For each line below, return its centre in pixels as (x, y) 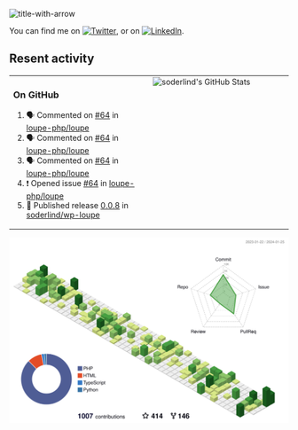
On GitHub (36, 95)
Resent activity (52, 59)
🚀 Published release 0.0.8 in (77, 205)
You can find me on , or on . (97, 31)
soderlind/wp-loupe (63, 215)
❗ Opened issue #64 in (67, 183)
